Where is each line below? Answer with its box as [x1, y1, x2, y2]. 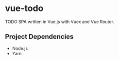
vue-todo [5, 3, 44, 14]
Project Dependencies [5, 33, 74, 41]
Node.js [12, 45, 28, 51]
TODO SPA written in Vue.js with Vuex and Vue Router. [5, 19, 114, 24]
